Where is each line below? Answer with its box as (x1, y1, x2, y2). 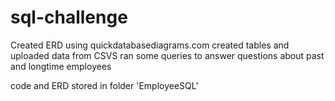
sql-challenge (10, 6, 128, 29)
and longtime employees (10, 60, 112, 72)
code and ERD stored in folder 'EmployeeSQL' (10, 79, 199, 91)
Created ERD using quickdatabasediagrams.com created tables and (10, 39, 290, 51)
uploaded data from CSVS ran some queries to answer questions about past (10, 49, 325, 61)
